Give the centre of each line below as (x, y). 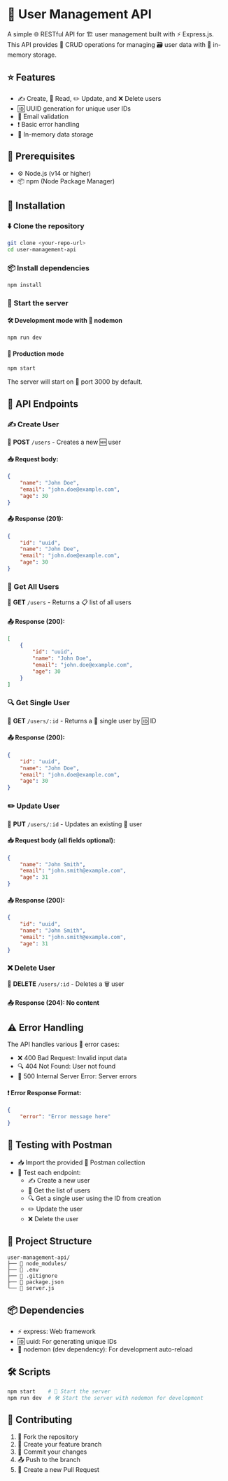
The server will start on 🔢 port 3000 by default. (75, 382)
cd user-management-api (42, 250)
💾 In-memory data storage (55, 134)
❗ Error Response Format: (44, 1092)
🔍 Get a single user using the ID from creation (94, 1198)
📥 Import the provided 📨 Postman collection (81, 1162)
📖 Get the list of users (59, 1190)
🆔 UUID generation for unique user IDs (74, 109)
